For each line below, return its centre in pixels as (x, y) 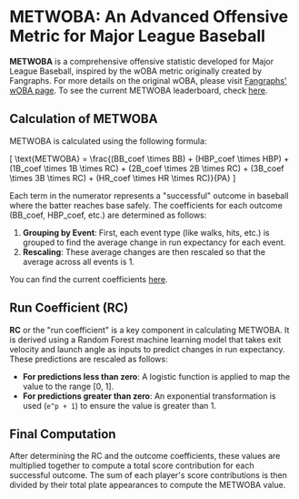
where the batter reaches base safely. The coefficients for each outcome (146, 205)
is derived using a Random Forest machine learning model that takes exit (145, 340)
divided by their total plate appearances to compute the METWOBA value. (148, 485)
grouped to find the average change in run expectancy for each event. (154, 242)
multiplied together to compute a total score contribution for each (132, 465)
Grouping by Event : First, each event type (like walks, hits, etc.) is (146, 232)
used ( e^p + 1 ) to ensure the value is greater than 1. (119, 405)
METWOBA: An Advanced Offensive (149, 17)
